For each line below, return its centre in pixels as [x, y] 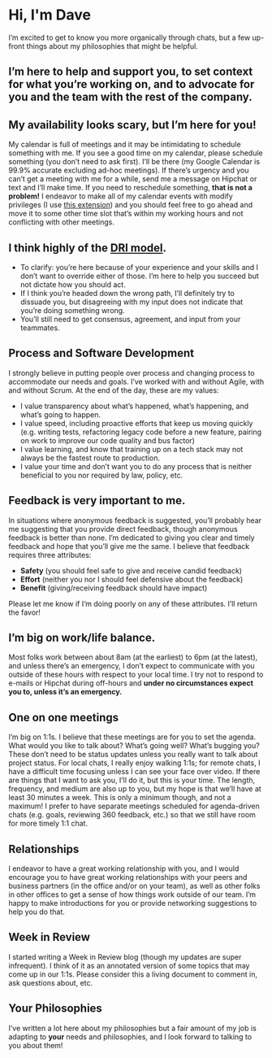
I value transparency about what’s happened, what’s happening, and [134, 406]
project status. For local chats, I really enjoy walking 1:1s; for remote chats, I [134, 763]
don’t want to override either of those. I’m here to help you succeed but [140, 276]
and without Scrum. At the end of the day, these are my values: [114, 390]
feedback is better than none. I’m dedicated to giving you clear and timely [132, 538]
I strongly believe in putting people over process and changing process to [132, 372]
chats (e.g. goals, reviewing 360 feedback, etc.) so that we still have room [132, 815]
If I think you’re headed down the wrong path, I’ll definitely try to [127, 293]
